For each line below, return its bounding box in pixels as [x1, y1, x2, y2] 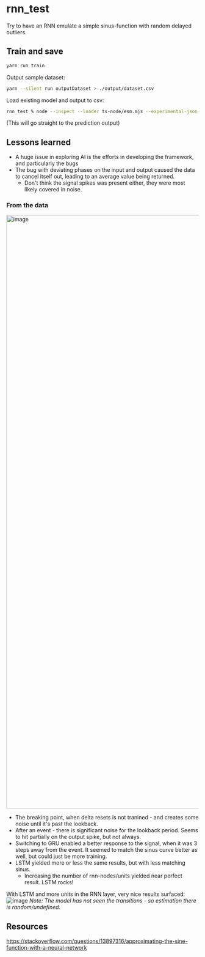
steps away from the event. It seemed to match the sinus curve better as [15, 846, 198, 854]
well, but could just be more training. [15, 852, 107, 860]
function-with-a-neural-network [6, 944, 87, 951]
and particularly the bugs [15, 160, 79, 167]
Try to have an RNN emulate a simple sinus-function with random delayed [6, 22, 192, 29]
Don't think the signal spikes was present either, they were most [24, 179, 185, 187]
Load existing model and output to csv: [6, 97, 104, 104]
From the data [6, 201, 49, 210]
